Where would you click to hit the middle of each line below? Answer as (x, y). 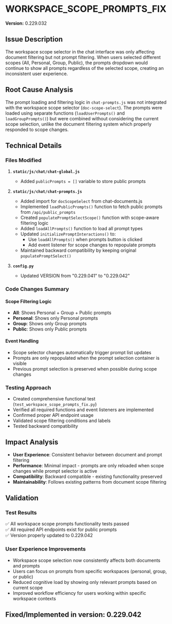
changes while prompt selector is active (55, 471)
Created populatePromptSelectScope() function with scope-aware (90, 218)
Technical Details (34, 145)
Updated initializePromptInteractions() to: (68, 234)
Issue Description (34, 39)
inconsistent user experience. (37, 74)
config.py (23, 266)
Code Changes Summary (37, 289)
